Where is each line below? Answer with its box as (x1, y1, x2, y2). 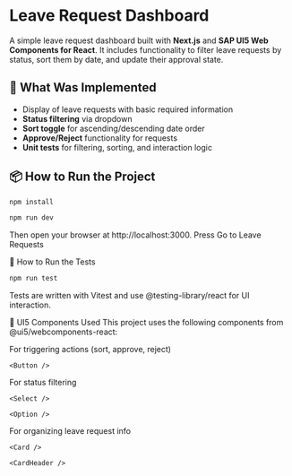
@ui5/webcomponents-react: (9, 326, 118, 337)
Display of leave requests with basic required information (21, 104, 234, 115)
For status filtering (9, 377, 77, 388)
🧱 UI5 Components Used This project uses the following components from (9, 317, 284, 328)
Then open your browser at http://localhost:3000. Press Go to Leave (9, 229, 262, 240)
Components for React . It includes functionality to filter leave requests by (9, 44, 282, 55)
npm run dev (9, 213, 54, 222)
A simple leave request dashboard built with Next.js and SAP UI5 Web (9, 35, 269, 46)
